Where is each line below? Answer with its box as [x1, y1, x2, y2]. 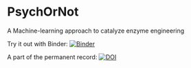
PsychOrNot [7, 4, 79, 20]
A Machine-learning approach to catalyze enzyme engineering [7, 27, 185, 35]
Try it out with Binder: [7, 39, 69, 48]
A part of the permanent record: [7, 52, 98, 61]
